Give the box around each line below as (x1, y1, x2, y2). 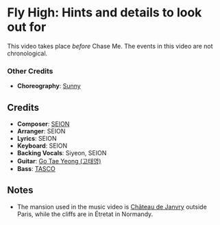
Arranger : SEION (16, 127, 66, 135)
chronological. (7, 49, 48, 57)
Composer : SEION (16, 120, 70, 128)
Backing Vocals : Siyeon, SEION (16, 149, 107, 157)
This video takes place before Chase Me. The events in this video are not (7, 42, 214, 50)
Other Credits (7, 66, 53, 76)
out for (7, 19, 47, 35)
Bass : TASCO (16, 165, 56, 173)
